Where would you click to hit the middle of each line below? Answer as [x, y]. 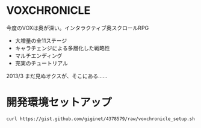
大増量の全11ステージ [41, 40]
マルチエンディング [39, 55]
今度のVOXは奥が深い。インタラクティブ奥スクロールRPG [78, 28]
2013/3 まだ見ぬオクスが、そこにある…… [57, 76]
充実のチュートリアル [41, 63]
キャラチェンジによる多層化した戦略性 [62, 48]
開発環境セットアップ [59, 102]
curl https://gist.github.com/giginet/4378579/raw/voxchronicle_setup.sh [101, 119]
